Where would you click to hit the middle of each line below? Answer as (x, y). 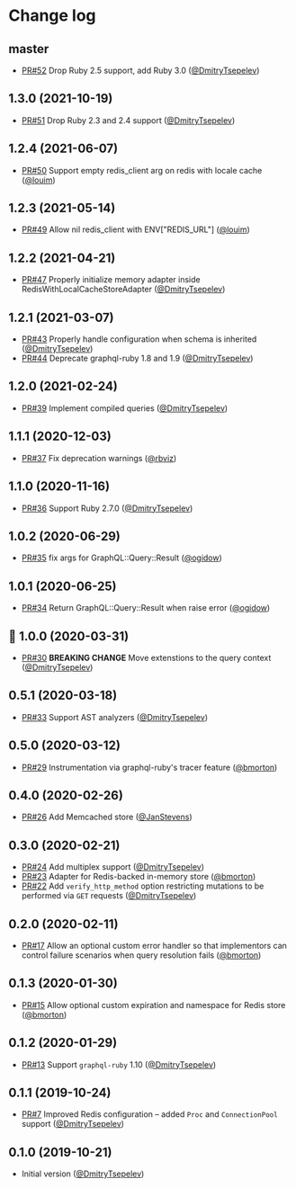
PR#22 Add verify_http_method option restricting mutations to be (143, 886)
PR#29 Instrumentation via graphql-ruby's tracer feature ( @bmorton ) (149, 767)
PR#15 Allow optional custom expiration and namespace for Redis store (153, 1005)
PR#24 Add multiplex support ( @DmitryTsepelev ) (112, 867)
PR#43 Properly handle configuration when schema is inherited (139, 339)
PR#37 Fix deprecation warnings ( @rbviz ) (99, 458)
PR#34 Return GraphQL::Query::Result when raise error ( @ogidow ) (146, 608)
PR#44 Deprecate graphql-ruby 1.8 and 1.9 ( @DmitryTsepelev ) (137, 358)
